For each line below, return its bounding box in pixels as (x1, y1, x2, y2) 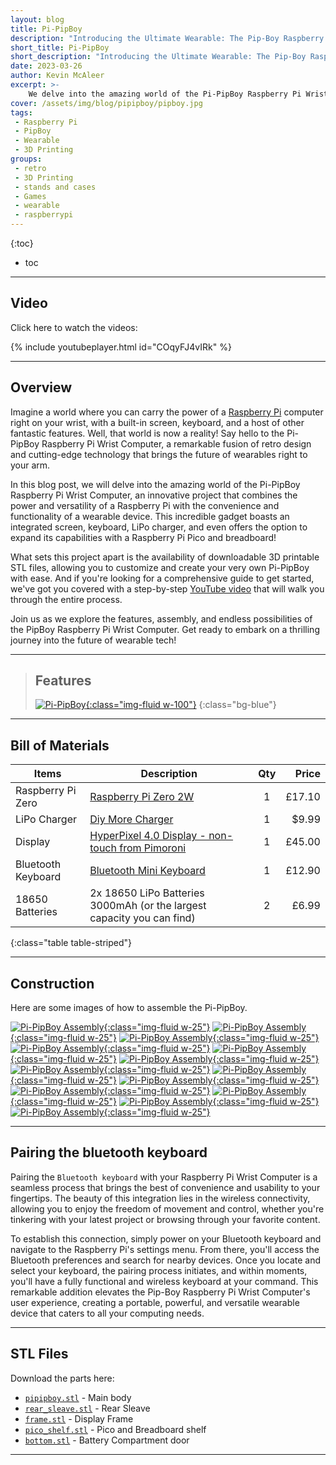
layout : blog (10, 14, 65, 25)
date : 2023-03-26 (10, 61, 83, 71)
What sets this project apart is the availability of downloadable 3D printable (10, 551, 320, 563)
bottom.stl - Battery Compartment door (24, 1434, 190, 1446)
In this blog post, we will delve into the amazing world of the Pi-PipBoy (10, 478, 301, 490)
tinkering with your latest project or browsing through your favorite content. (10, 1213, 321, 1225)
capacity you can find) (89, 911, 196, 925)
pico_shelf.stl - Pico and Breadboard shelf (24, 1423, 207, 1435)
